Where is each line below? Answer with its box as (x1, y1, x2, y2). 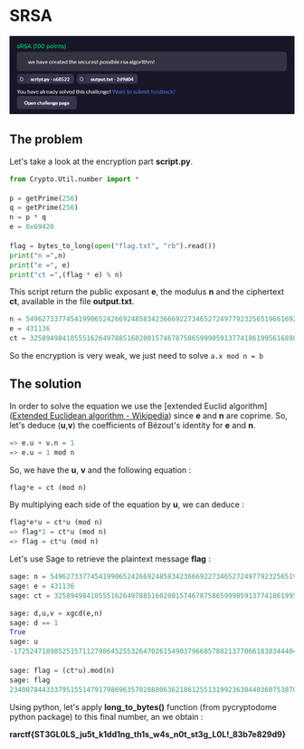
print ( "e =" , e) (9, 260, 71, 270)
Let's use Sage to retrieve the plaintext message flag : (9, 553, 211, 564)
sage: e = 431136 (9, 581, 75, 591)
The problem (9, 132, 83, 148)
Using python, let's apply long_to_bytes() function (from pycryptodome (9, 701, 278, 712)
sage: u (9, 638, 39, 647)
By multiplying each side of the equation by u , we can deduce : (9, 499, 244, 510)
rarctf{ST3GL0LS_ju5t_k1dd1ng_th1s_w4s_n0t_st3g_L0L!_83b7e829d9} (9, 728, 287, 739)
